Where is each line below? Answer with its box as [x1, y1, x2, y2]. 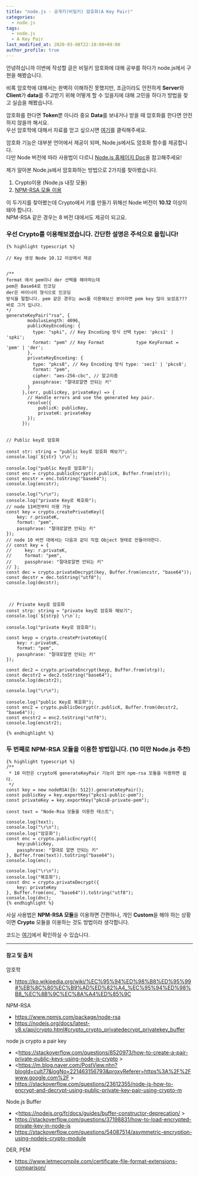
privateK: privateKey [37, 410, 92, 416]
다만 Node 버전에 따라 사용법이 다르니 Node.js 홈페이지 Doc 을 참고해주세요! [6, 153, 182, 160]
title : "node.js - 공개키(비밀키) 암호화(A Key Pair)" [6, 8, 133, 15]
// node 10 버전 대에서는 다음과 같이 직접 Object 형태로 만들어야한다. [6, 537, 162, 544]
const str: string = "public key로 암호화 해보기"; [6, 449, 128, 455]
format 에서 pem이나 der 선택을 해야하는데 [6, 277, 100, 283]
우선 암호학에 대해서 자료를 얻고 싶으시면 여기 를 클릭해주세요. [6, 126, 147, 133]
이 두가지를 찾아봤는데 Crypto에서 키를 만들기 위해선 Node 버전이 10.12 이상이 [6, 199, 188, 206]
